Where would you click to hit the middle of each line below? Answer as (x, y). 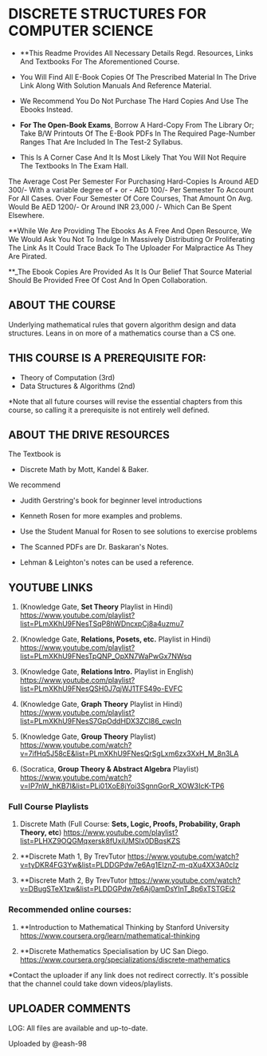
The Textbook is (35, 454)
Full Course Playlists (49, 807)
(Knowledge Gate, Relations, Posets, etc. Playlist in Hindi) (115, 639)
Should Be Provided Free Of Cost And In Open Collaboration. (108, 280)
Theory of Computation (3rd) (67, 377)
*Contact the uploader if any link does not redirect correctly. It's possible (128, 975)
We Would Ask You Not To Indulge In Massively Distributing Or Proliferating (132, 239)
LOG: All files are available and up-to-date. (78, 1028)
